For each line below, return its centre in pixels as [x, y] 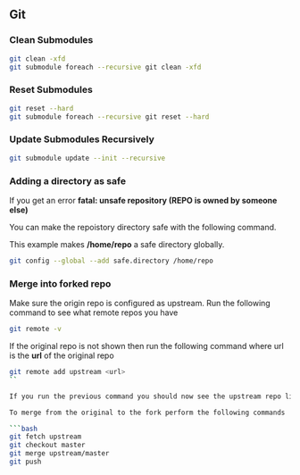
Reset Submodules [51, 90]
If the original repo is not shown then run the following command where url [146, 346]
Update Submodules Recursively [82, 139]
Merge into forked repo [60, 283]
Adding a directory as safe [68, 180]
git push [25, 462]
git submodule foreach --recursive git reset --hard [109, 117]
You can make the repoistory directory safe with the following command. [143, 227]
